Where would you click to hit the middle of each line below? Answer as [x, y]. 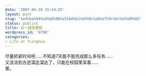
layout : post [18, 14]
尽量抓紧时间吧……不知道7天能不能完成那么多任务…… [59, 56]
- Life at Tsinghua [25, 42]
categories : [17, 37]
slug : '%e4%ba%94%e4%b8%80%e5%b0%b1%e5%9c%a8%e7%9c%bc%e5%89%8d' [73, 19]
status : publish [22, 23]
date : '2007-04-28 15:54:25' [35, 10]
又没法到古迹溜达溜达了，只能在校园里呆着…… [52, 62]
